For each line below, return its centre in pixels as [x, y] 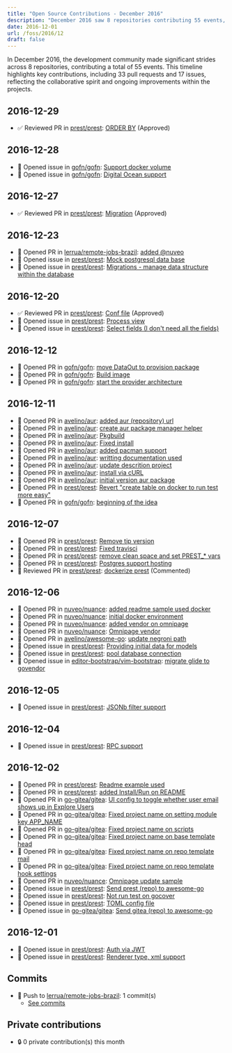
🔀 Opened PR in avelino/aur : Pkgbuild [71, 435]
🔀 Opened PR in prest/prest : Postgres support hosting [94, 563]
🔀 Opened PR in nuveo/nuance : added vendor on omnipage [103, 624]
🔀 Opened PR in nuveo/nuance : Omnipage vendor [89, 631]
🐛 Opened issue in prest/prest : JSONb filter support [91, 707]
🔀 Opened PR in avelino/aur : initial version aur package [96, 480]
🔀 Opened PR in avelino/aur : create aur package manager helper [110, 428]
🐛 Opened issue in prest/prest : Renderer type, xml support [101, 957]
